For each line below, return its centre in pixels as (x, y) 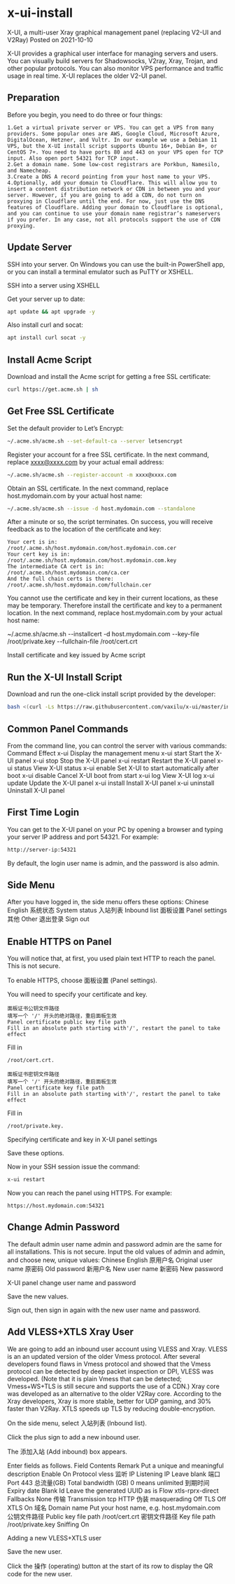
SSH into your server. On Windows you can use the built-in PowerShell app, (116, 264)
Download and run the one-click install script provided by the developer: (112, 694)
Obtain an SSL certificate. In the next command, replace (88, 488)
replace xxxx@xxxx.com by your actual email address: (86, 462)
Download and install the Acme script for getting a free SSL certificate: (109, 377)
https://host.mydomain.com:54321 (56, 1206)
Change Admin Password (64, 1227)
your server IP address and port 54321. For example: (83, 837)
